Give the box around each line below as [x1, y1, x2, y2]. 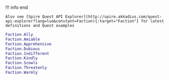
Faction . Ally [5, 32, 33, 37]
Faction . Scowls [5, 61, 38, 66]
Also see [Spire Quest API [5, 14, 63, 19]
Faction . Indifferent [5, 51, 50, 56]
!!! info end [5, 5, 28, 10]
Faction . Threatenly [5, 65, 47, 70]
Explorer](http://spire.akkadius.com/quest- [65, 14, 162, 19]
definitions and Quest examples [5, 23, 74, 28]
